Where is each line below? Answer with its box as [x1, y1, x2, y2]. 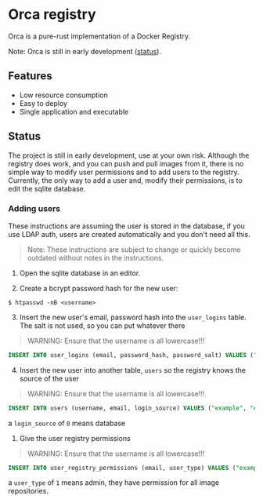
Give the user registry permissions [19, 433, 131, 443]
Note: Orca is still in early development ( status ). [8, 46, 162, 56]
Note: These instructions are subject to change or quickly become [27, 245, 241, 254]
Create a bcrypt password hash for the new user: [19, 283, 178, 293]
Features [8, 69, 52, 83]
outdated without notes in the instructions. [27, 253, 164, 262]
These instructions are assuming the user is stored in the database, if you [8, 221, 245, 231]
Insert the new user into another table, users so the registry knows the [19, 365, 247, 374]
